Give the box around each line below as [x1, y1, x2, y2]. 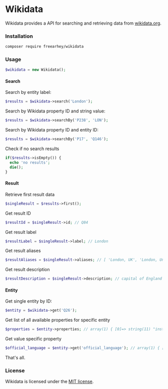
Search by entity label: [5, 89, 51, 95]
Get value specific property [5, 336, 61, 342]
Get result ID [5, 210, 31, 216]
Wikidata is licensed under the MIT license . [5, 378, 94, 384]
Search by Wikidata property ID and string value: [5, 108, 106, 114]
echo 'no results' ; [9, 160, 50, 165]
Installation [5, 33, 33, 40]
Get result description [5, 267, 50, 273]
